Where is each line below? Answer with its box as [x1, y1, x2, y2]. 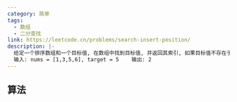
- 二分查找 [13, 30, 42, 37]
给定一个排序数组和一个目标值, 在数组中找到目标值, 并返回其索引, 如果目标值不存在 [13, 50, 227, 57]
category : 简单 [7, 10, 50, 18]
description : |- [7, 43, 55, 50]
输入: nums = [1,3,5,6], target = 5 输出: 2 [13, 56, 152, 63]
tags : [7, 17, 23, 24]
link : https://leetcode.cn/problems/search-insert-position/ [7, 37, 191, 44]
